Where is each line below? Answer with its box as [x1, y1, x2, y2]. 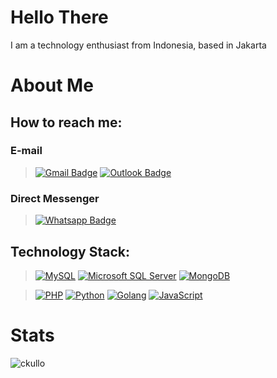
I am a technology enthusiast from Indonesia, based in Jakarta [10, 39, 267, 51]
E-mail [10, 144, 43, 158]
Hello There [10, 6, 109, 29]
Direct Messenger [10, 191, 100, 205]
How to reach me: [10, 114, 123, 131]
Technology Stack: [10, 243, 131, 260]
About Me [10, 74, 94, 97]
